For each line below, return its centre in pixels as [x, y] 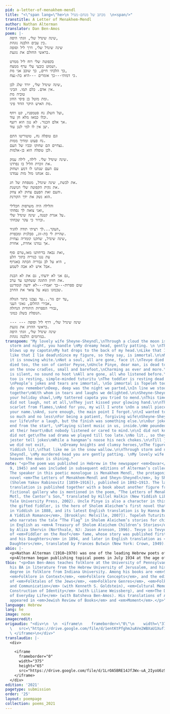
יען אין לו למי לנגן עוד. [30, 127]
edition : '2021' [22, 685]
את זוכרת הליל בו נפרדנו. [31, 164]
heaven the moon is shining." [41, 459]
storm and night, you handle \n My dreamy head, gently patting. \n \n [86, 346]
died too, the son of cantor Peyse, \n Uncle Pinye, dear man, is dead [84, 365]
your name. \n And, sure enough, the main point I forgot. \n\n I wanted [84, 412]
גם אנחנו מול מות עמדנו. [31, 174]
